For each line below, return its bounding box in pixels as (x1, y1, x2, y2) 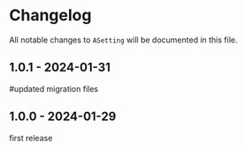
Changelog (9, 5, 92, 26)
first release (9, 132, 53, 143)
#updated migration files (9, 83, 99, 94)
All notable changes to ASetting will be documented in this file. (9, 34, 238, 45)
